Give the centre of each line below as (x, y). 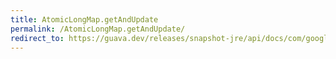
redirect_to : (37, 38)
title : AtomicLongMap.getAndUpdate (84, 19)
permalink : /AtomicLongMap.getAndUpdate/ (98, 29)
